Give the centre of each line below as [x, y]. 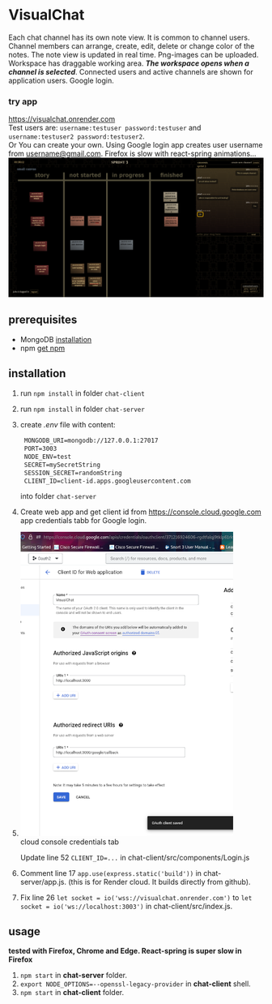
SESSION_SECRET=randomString [73, 473]
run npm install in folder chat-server [83, 409]
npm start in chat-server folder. [74, 976]
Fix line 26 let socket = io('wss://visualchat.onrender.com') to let [136, 897]
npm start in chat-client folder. [72, 993]
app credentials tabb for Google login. [83, 520]
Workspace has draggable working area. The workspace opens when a [129, 63]
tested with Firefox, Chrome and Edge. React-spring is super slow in [125, 951]
